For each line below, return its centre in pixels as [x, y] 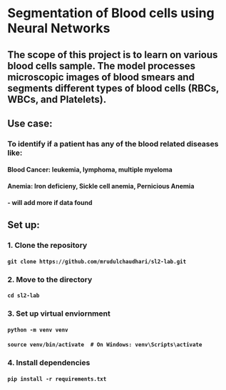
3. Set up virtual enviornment [59, 314]
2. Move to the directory [50, 279]
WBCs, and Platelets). [57, 99]
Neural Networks [59, 28]
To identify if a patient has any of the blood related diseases [113, 144]
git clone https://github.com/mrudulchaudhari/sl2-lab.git [97, 261]
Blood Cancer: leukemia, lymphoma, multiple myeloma [90, 170]
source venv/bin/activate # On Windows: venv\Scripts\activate [105, 345]
